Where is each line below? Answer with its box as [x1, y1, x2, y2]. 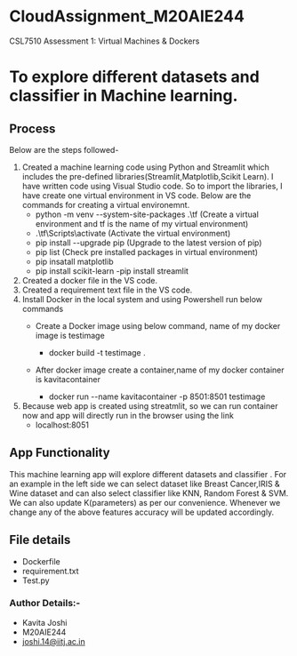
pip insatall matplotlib [35, 256, 114, 267]
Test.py [21, 575, 51, 586]
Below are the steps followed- [9, 144, 119, 155]
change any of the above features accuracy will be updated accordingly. [9, 507, 275, 517]
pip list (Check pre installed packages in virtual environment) [35, 246, 259, 257]
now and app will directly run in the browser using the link [21, 410, 234, 420]
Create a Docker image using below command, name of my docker [35, 320, 281, 331]
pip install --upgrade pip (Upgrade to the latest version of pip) [35, 237, 262, 248]
